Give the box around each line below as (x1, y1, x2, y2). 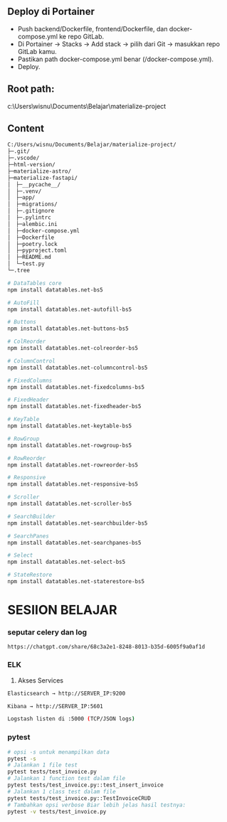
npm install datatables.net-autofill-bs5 (7, 306, 132, 313)
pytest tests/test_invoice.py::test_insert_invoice (7, 781, 164, 789)
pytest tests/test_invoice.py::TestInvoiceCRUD (7, 794, 152, 802)
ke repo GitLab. (59, 32, 105, 41)
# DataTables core (7, 279, 62, 287)
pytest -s (7, 755, 37, 762)
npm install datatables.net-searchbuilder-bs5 (7, 519, 148, 527)
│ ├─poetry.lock (7, 240, 58, 247)
